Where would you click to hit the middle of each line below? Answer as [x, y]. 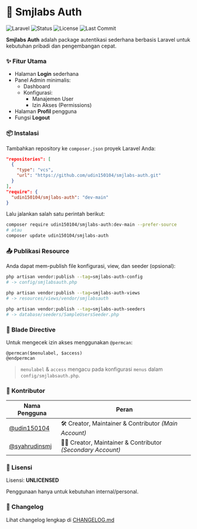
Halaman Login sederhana [47, 74]
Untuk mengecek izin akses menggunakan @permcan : [69, 342]
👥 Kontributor [26, 390]
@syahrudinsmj [30, 446]
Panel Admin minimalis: [43, 80]
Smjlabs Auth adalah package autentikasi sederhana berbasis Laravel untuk [98, 39]
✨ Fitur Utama [26, 61]
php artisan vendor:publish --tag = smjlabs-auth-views [73, 293]
